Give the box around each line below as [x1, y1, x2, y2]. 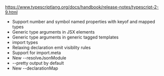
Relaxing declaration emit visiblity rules [12, 45, 91, 50]
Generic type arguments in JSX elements [12, 29, 95, 35]
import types [12, 39, 38, 45]
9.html [5, 9, 18, 15]
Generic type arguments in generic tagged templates [12, 34, 119, 40]
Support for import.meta [12, 50, 61, 56]
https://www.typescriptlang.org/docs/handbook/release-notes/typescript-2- [5, 4, 159, 10]
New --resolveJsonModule [12, 55, 67, 60]
